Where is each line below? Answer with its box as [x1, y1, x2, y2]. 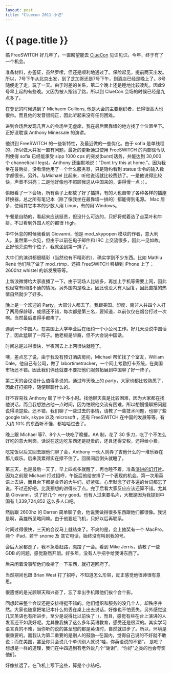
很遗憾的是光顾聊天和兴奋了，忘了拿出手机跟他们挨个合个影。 [5, 589, 136, 596]
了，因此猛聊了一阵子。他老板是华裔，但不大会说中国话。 [5, 332, 126, 339]
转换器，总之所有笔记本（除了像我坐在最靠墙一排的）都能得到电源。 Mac [5, 196, 160, 203]
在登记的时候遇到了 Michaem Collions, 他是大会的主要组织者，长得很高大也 [5, 106, 164, 112]
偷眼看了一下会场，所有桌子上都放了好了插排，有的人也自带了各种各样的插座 [5, 190, 167, 196]
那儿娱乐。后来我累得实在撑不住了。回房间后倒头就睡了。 [5, 455, 126, 462]
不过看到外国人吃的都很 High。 [14, 220, 79, 226]
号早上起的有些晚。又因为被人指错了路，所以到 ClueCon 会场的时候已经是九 [5, 88, 165, 95]
